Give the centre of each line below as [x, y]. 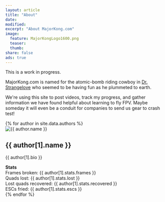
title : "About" [22, 15]
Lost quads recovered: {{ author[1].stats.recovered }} [61, 184]
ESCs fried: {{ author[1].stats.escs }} [44, 189]
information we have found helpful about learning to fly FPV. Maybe [77, 103]
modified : [16, 24]
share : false [19, 53]
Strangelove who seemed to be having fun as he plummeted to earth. [78, 87]
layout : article [23, 10]
